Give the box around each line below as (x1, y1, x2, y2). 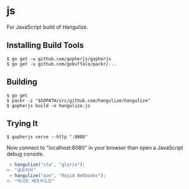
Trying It (6, 118, 38, 128)
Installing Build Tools (6, 40, 84, 50)
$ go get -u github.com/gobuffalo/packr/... (6, 61, 117, 67)
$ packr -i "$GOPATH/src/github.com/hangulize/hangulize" (6, 98, 150, 104)
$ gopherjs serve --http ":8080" (6, 134, 88, 140)
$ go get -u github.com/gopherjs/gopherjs (6, 56, 111, 62)
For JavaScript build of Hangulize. (6, 23, 89, 30)
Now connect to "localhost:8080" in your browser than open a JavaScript (6, 145, 183, 152)
